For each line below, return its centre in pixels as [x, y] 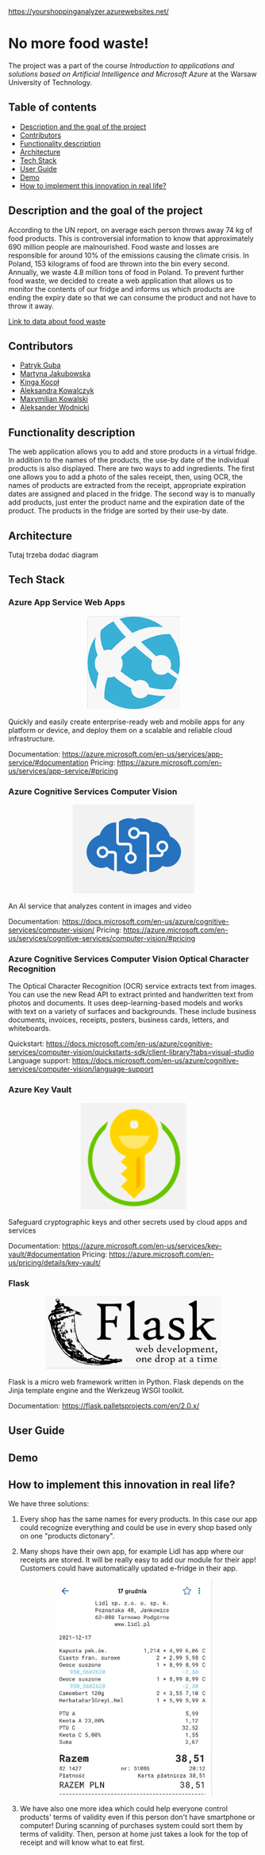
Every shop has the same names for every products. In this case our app [138, 1519]
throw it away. [31, 306]
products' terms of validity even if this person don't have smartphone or [137, 1817]
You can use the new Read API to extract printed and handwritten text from [131, 995]
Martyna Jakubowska [55, 374]
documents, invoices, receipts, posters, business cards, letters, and [119, 1020]
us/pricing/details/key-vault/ [55, 1262]
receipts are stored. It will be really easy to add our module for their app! [138, 1560]
